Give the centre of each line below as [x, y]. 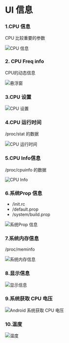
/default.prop [25, 209]
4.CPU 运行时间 [23, 122]
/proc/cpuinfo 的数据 [26, 170]
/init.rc [18, 204]
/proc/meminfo [20, 249]
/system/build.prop [31, 214]
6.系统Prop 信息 [24, 193]
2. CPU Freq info [25, 62]
